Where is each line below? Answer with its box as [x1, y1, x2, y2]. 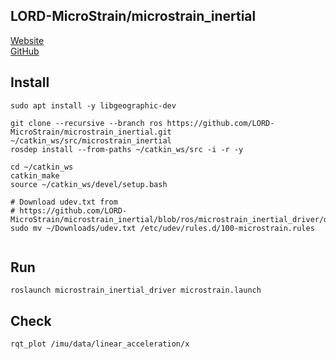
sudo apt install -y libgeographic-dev [10, 100, 177, 111]
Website [10, 34, 45, 46]
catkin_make [10, 170, 60, 181]
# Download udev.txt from [10, 197, 118, 207]
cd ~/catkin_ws [10, 162, 74, 172]
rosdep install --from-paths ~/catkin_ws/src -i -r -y [10, 144, 244, 154]
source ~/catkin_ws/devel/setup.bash [10, 179, 168, 189]
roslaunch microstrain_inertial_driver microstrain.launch [10, 285, 262, 296]
